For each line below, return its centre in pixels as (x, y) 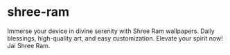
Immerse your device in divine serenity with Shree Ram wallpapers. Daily (111, 31)
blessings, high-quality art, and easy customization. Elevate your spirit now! (115, 38)
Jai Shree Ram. (29, 45)
